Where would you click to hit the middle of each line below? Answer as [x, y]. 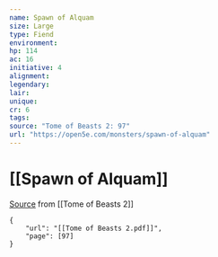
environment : [34, 43]
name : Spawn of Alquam [52, 18]
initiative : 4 [36, 68]
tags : [19, 118]
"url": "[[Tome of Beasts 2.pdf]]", [94, 228]
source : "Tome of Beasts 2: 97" [70, 127]
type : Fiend [31, 34]
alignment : [30, 76]
